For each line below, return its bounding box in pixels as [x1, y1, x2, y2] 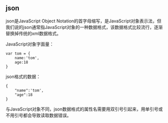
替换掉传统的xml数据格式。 [5, 30, 61, 36]
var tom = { [5, 51, 30, 56]
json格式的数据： [5, 73, 41, 79]
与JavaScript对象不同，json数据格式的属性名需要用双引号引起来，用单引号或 [5, 106, 163, 112]
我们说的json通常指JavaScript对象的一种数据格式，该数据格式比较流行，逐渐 [5, 24, 163, 30]
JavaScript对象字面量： [5, 41, 54, 47]
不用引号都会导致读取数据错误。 [5, 112, 71, 118]
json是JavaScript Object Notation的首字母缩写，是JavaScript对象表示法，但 [5, 17, 162, 24]
